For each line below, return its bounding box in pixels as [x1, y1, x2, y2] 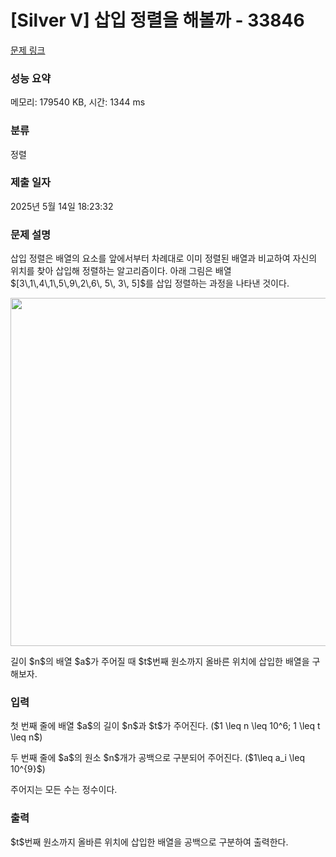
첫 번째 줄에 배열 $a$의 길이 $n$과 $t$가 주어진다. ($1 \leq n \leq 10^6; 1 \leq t [10, 720, 321, 732]
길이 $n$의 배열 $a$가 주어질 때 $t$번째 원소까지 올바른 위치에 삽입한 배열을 [10, 656, 310, 668]
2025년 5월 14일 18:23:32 [10, 200, 114, 212]
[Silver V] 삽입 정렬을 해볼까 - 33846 [10, 9, 305, 32]
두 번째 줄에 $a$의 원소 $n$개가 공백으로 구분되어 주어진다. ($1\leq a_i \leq [10, 752, 305, 764]
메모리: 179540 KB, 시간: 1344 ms [10, 96, 146, 108]
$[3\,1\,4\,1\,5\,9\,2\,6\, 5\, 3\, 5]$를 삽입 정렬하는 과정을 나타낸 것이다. [10, 277, 290, 290]
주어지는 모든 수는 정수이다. [10, 784, 118, 796]
